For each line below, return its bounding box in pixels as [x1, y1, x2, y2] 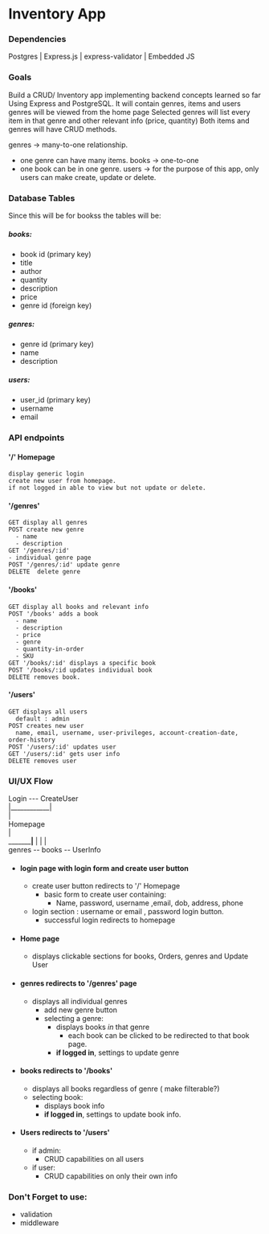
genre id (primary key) [19, 339, 94, 349]
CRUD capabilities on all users [43, 1154, 145, 1164]
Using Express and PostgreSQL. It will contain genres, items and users [8, 98, 241, 108]
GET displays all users [8, 708, 88, 716]
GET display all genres [8, 519, 88, 527]
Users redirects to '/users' [19, 1128, 110, 1138]
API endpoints [8, 431, 65, 443]
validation [19, 1210, 53, 1220]
